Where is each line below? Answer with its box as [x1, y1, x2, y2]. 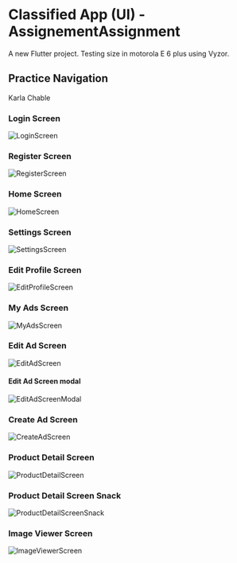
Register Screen [8, 150, 72, 161]
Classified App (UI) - [8, 6, 146, 24]
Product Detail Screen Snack [8, 490, 122, 501]
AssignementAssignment [8, 22, 181, 41]
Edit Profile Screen [8, 264, 82, 275]
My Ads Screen [8, 302, 69, 313]
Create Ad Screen [8, 414, 78, 425]
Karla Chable [8, 93, 51, 103]
